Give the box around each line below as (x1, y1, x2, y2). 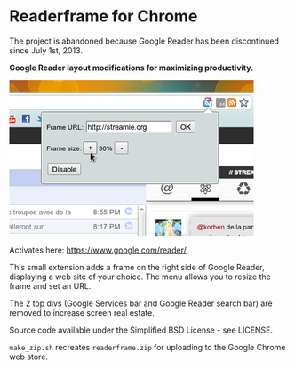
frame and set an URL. (9, 280, 92, 291)
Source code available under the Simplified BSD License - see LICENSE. (9, 325, 274, 335)
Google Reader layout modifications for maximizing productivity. (9, 62, 254, 73)
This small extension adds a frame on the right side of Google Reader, (9, 261, 265, 272)
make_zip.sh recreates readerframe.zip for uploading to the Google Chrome (9, 341, 286, 352)
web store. (9, 351, 49, 362)
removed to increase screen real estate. (9, 307, 155, 317)
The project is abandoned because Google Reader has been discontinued (9, 36, 280, 46)
